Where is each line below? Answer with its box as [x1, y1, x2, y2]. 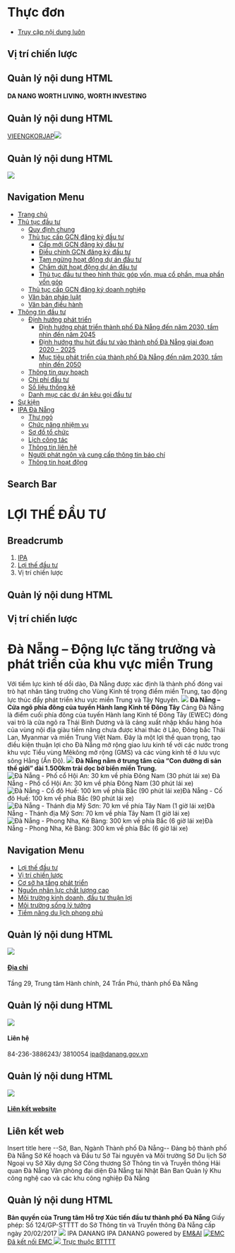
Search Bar [7, 478, 57, 490]
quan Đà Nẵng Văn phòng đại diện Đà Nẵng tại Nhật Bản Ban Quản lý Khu [7, 1166, 222, 1175]
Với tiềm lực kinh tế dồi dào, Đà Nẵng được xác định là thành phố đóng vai [7, 679, 223, 688]
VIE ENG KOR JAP [7, 132, 55, 141]
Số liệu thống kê [28, 382, 76, 391]
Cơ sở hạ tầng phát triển [17, 878, 88, 887]
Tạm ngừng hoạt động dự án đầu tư [38, 255, 142, 264]
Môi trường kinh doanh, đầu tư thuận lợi [17, 893, 133, 902]
